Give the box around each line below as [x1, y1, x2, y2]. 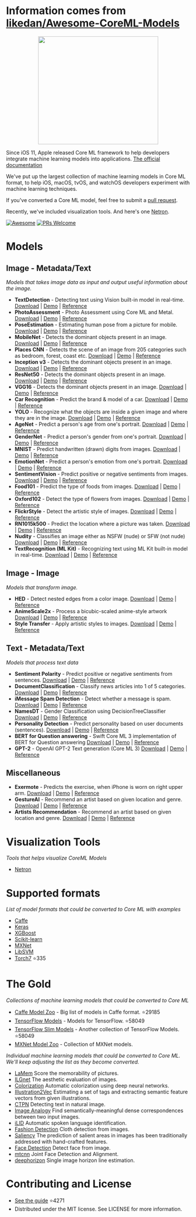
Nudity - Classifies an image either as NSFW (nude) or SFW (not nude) [14, 532, 185, 539]
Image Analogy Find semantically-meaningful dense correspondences [14, 1107, 184, 1114]
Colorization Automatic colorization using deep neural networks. [14, 1082, 169, 1089]
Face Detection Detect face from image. [14, 1144, 111, 1151]
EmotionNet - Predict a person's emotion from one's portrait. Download [14, 458, 188, 465]
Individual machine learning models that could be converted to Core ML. [6, 1052, 181, 1059]
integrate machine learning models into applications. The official [6, 155, 160, 162]
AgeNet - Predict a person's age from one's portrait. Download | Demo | [14, 421, 188, 428]
